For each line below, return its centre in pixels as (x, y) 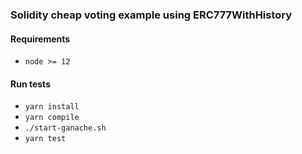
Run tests (30, 84)
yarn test (45, 139)
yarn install (52, 107)
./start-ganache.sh (65, 128)
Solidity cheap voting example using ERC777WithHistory (151, 15)
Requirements (40, 39)
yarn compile (52, 118)
